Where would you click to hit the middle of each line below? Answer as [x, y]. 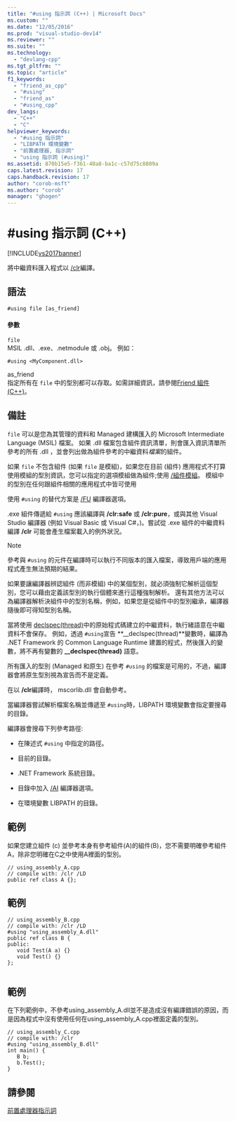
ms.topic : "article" [38, 72]
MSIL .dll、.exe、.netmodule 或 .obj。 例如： [72, 348]
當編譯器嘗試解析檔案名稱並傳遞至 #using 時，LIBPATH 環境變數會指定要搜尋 [117, 704]
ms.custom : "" [28, 20]
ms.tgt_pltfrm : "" [34, 66]
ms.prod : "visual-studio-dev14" [54, 33]
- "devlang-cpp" [37, 60]
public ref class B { [39, 938]
